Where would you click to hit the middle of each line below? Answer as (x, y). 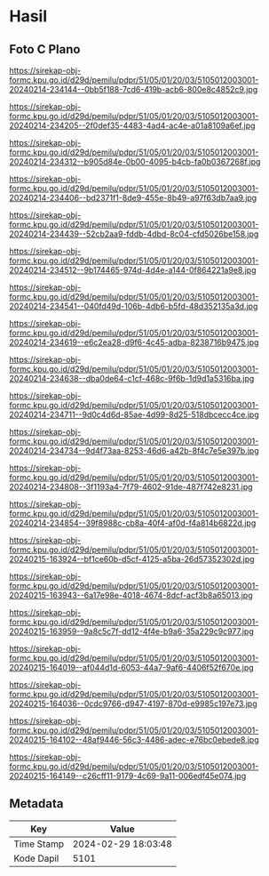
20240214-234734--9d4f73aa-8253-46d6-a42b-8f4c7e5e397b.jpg (134, 450)
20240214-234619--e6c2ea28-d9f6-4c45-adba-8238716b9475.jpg (134, 342)
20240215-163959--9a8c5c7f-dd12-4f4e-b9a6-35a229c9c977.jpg (132, 631)
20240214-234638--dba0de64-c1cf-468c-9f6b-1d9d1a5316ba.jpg (132, 378)
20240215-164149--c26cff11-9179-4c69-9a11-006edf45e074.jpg (128, 776)
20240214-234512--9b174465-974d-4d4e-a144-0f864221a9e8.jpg (133, 270)
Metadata (36, 804)
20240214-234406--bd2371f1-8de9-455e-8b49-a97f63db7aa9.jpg (133, 198)
